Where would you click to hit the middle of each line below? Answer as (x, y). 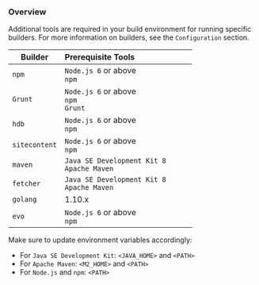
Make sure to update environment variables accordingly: (100, 240)
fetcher (27, 184)
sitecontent (35, 145)
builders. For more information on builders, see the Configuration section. (129, 37)
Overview (27, 12)
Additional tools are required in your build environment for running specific (130, 29)
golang (25, 200)
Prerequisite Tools (100, 57)
